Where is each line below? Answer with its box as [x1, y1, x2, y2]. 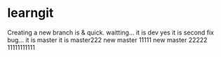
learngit [7, 5, 54, 21]
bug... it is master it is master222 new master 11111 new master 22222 [7, 35, 208, 44]
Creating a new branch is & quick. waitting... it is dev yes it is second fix [7, 28, 215, 37]
